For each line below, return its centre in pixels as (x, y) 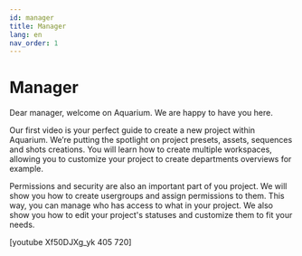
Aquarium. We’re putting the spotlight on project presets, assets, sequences (151, 140)
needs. (22, 225)
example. (26, 169)
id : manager (32, 18)
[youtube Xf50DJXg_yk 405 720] (71, 242)
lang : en (26, 34)
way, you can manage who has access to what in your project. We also (142, 205)
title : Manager (38, 26)
